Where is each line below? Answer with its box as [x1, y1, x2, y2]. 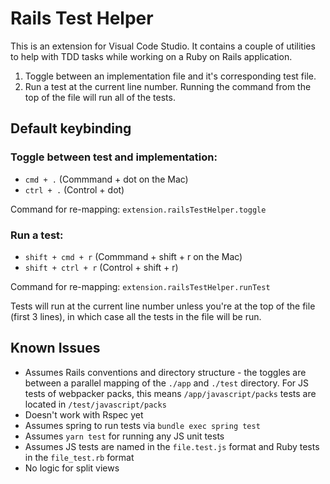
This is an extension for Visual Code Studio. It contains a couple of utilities [10, 40, 316, 52]
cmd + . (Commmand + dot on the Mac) [24, 173, 189, 185]
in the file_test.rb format [24, 451, 135, 463]
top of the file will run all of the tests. [24, 91, 176, 103]
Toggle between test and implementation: [10, 150, 218, 164]
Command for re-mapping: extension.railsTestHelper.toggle [10, 203, 267, 215]
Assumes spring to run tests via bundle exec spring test [24, 419, 261, 431]
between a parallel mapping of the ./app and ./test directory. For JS [24, 377, 310, 389]
